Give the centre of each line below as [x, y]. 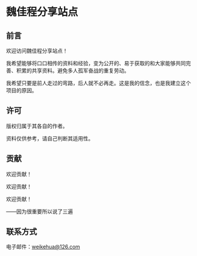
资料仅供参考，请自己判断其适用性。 [50, 138]
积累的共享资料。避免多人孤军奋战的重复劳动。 [73, 70]
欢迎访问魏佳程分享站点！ [37, 51]
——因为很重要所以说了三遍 [40, 211]
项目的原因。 [21, 90]
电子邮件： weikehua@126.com [43, 247]
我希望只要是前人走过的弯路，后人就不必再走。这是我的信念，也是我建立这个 [98, 83]
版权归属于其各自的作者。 [37, 126]
